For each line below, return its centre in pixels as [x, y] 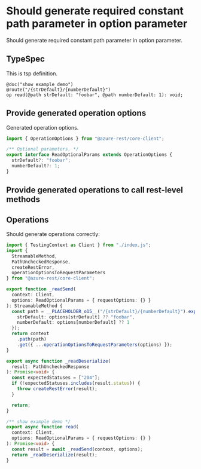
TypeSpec [25, 59]
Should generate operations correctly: [53, 234]
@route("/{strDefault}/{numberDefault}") [59, 90]
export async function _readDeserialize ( [59, 361]
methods [23, 199]
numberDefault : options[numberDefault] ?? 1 [73, 323]
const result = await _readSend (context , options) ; [77, 449]
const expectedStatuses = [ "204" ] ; [56, 378]
